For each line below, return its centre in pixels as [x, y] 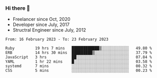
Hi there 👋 [18, 8]
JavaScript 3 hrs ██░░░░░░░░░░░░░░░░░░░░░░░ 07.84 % [79, 57]
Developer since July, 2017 [41, 24]
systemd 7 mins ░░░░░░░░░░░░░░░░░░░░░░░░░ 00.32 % [79, 66]
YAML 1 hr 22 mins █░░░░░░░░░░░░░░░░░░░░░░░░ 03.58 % [79, 62]
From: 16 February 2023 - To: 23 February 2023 [57, 40]
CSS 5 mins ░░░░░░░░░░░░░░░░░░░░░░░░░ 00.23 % [79, 71]
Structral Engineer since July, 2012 [49, 30]
